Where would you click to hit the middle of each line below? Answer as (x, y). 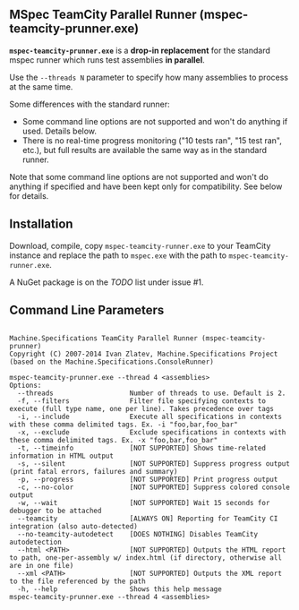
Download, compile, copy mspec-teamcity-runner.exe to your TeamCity (140, 245)
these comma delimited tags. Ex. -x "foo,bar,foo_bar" (114, 441)
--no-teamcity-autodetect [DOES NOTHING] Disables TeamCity (137, 535)
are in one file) (42, 566)
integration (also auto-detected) (74, 527)
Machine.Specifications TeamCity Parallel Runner (104, 339)
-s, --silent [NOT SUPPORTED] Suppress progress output (154, 464)
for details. (29, 195)
